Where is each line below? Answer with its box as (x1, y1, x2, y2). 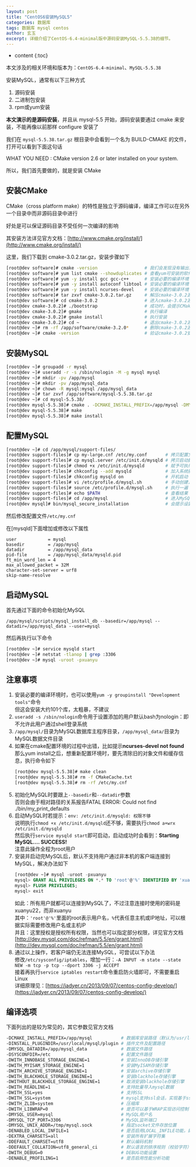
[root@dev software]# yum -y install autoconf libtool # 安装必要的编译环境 (6, 281, 189, 287)
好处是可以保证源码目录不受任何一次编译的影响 (6, 222, 118, 229)
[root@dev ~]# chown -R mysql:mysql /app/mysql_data (6, 386, 137, 392)
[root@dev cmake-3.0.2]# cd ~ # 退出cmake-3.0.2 (6, 319, 188, 325)
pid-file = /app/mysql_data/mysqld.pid (6, 552, 121, 558)
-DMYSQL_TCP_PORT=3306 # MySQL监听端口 (6, 1117, 157, 1123)
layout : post (6, 8, 38, 15)
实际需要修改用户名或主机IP (19, 921, 86, 928)
